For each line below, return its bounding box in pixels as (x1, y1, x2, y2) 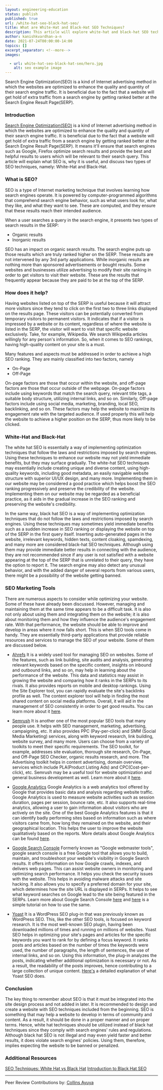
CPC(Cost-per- (119, 764, 150, 770)
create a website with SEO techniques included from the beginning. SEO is (5, 1006, 154, 1012)
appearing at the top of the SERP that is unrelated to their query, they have (5, 557, 154, 563)
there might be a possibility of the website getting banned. (5, 572, 122, 578)
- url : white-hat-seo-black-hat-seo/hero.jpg (9, 61, 103, 66)
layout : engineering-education (5, 7, 68, 12)
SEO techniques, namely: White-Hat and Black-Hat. (5, 164, 108, 170)
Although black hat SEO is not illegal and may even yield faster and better (5, 1032, 152, 1038)
